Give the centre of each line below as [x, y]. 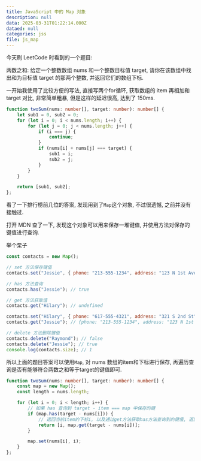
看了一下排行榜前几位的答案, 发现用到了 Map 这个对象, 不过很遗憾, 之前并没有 [99, 205]
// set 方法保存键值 [29, 267]
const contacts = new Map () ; [42, 257]
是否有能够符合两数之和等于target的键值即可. [66, 369]
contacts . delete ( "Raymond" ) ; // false [54, 338]
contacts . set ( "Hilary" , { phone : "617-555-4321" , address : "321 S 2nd [96, 317]
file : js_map [22, 40]
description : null [29, 17]
